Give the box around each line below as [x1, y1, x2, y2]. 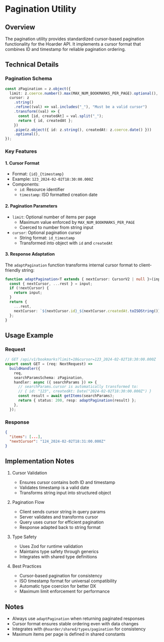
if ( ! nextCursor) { [9, 285, 49, 291]
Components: [12, 181, 40, 187]
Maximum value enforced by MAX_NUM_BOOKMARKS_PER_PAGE [19, 219, 135, 225]
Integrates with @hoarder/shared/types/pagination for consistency [12, 626, 146, 632]
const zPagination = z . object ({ [5, 86, 71, 91]
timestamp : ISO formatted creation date [19, 192, 98, 198]
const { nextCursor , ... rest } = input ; [9, 281, 93, 286]
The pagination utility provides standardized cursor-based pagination [5, 36, 144, 42]
